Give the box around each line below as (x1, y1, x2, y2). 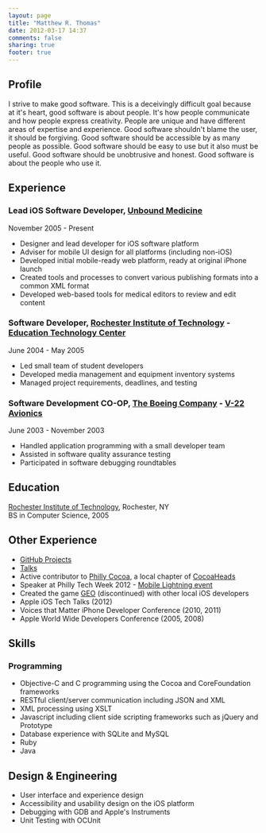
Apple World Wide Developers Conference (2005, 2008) (19, 614, 205, 623)
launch (19, 264, 42, 273)
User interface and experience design (19, 790, 145, 800)
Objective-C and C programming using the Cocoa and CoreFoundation (19, 679, 252, 688)
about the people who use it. (8, 158, 102, 168)
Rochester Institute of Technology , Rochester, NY (8, 502, 169, 511)
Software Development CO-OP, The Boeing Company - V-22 (8, 397, 245, 409)
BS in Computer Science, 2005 (8, 510, 110, 520)
